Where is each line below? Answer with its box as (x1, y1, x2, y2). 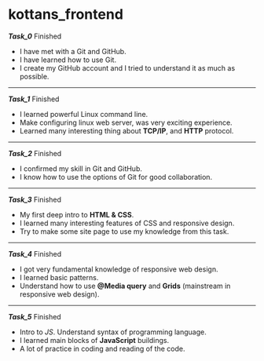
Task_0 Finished (8, 31, 62, 41)
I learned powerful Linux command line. (19, 109, 148, 119)
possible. (19, 71, 49, 81)
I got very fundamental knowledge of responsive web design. (19, 264, 218, 274)
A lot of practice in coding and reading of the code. (19, 344, 185, 353)
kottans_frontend (8, 5, 124, 24)
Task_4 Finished (8, 249, 62, 258)
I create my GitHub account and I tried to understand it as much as (19, 63, 236, 72)
